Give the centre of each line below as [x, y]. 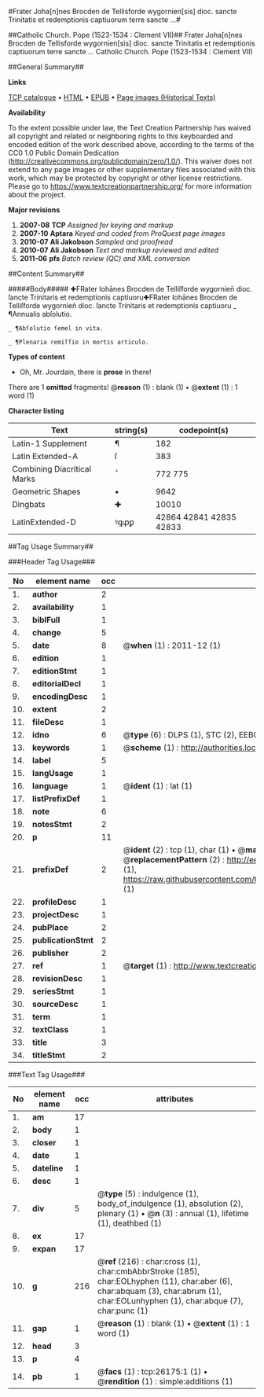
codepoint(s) [204, 430]
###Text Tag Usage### [47, 1075]
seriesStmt [53, 991]
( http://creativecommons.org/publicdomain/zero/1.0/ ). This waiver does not [130, 161]
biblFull [46, 620]
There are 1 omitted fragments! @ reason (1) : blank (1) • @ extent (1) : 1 [123, 387]
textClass [51, 1029]
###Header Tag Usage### [52, 562]
